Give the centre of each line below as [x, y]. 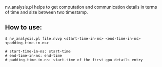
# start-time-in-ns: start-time [38, 51]
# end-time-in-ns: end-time [34, 55]
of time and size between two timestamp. [47, 12]
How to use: [24, 27]
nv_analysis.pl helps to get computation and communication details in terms [81, 7]
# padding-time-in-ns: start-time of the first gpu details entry [74, 60]
